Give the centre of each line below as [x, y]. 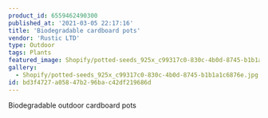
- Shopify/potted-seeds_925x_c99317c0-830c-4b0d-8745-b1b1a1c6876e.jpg [137, 75]
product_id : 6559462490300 [53, 16]
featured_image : [35, 61]
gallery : [23, 68]
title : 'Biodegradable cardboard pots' [75, 30]
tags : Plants [30, 53]
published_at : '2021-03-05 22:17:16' [71, 23]
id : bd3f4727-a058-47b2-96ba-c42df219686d [80, 82]
